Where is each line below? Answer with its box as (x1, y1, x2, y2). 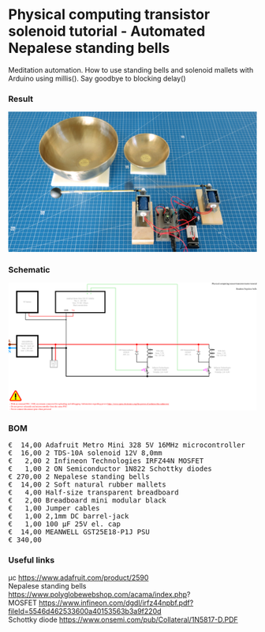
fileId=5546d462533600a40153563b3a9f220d (8, 606, 162, 615)
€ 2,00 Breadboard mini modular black (8, 496, 167, 505)
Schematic (8, 264, 50, 275)
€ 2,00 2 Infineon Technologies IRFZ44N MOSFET (8, 457, 204, 465)
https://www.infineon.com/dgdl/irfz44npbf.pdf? (39, 598, 194, 608)
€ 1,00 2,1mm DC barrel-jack (8, 512, 129, 521)
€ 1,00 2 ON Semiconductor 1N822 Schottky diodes (8, 465, 213, 473)
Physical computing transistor (8, 6, 211, 24)
